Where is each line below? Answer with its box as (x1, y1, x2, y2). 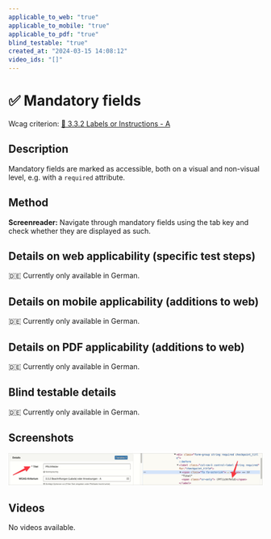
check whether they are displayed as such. (8, 226, 152, 236)
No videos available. (8, 522, 76, 532)
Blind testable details (8, 385, 117, 400)
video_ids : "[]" (8, 56, 63, 64)
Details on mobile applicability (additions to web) (8, 295, 260, 308)
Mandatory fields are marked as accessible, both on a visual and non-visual (8, 163, 260, 173)
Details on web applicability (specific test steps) (8, 249, 256, 263)
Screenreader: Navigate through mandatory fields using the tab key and (8, 217, 249, 227)
